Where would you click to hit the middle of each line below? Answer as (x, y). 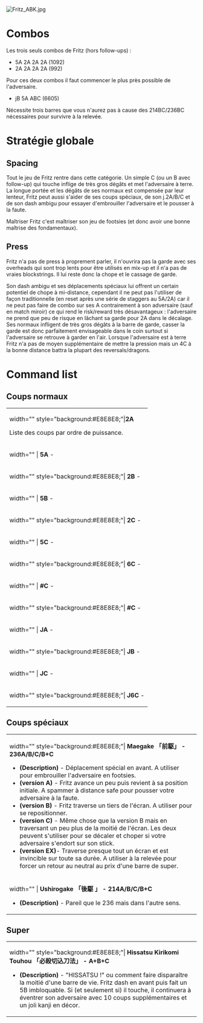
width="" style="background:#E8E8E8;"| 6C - (75, 563)
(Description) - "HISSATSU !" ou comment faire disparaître (104, 975)
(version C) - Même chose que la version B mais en (93, 820)
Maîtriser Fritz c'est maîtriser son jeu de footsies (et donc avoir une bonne (98, 221)
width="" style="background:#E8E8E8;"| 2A (72, 418)
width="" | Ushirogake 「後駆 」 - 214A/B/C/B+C (81, 889)
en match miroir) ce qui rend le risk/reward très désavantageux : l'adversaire (101, 312)
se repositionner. (43, 813)
